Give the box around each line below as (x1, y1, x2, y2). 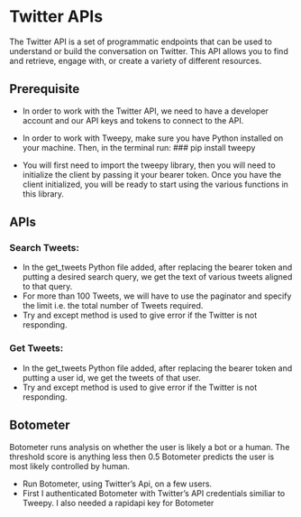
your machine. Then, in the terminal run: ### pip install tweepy (22, 142, 256, 152)
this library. (22, 188, 65, 199)
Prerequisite (9, 81, 80, 97)
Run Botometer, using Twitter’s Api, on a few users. (22, 478, 213, 489)
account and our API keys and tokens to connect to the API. (22, 115, 244, 125)
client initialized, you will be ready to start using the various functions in (22, 179, 288, 189)
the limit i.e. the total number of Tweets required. (22, 300, 204, 311)
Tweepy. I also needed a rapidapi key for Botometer (22, 497, 214, 508)
